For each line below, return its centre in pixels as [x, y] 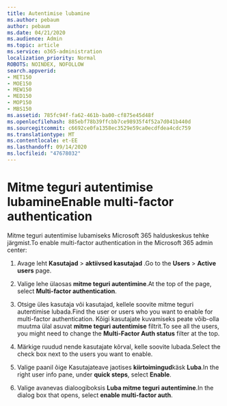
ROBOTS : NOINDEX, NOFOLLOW [45, 64]
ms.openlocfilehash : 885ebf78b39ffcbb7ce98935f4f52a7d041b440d [99, 122]
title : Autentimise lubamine [49, 13]
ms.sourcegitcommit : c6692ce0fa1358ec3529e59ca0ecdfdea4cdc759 [99, 128]
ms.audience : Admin [35, 39]
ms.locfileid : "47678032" [44, 154]
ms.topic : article [33, 45]
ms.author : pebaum [33, 20]
